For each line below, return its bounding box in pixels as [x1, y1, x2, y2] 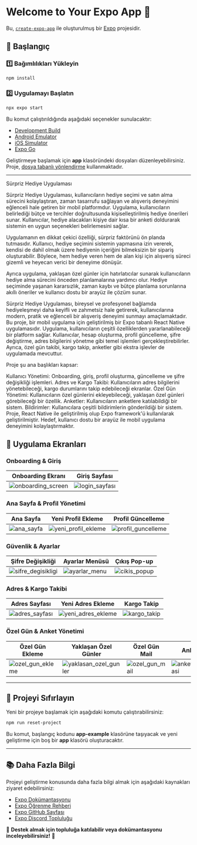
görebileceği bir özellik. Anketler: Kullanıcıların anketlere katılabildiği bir [6, 397, 178, 404]
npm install [6, 75, 35, 81]
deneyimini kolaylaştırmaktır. [6, 422, 75, 430]
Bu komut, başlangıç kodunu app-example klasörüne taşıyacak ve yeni [6, 731, 178, 738]
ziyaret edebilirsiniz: [6, 785, 55, 792]
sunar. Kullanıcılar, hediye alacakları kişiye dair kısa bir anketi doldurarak [6, 216, 181, 223]
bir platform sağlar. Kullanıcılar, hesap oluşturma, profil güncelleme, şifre [6, 331, 181, 338]
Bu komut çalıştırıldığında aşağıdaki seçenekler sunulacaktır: [6, 115, 152, 122]
